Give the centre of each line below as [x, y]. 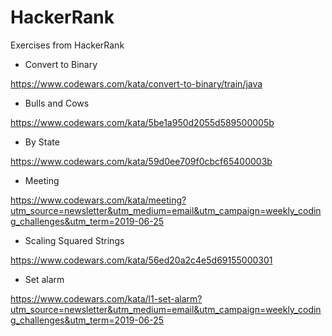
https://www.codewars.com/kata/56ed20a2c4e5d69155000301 [141, 260]
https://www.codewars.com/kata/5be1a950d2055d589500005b [142, 122]
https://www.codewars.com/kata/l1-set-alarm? [106, 298]
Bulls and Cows [57, 103]
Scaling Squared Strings [74, 240]
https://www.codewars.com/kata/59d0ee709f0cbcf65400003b [141, 161]
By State [42, 142]
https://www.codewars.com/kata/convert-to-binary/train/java [136, 83]
